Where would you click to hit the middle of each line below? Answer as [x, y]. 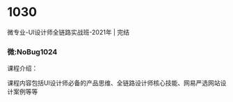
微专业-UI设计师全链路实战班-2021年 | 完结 [69, 32]
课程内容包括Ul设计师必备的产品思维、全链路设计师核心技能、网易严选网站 [114, 83]
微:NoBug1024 [32, 51]
